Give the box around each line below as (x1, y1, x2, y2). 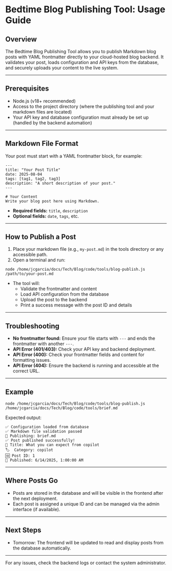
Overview (5, 35, 37, 43)
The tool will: (12, 280, 40, 287)
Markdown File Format (5, 139, 78, 148)
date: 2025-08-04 (5, 171, 42, 177)
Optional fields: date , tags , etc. (12, 213, 79, 219)
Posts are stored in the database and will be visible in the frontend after (12, 490, 163, 496)
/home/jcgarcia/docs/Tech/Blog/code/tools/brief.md (5, 406, 118, 411)
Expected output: (5, 414, 42, 421)
